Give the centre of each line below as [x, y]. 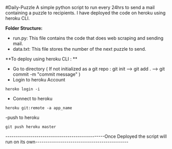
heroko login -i [23, 89]
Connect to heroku [33, 99]
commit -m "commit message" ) [46, 74]
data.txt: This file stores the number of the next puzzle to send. [79, 49]
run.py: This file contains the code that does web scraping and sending [88, 38]
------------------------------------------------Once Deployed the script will [86, 136]
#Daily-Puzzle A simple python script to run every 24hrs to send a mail [80, 7]
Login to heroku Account [39, 80]
